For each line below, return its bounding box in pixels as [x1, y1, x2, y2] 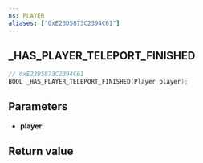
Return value [8, 145, 74, 158]
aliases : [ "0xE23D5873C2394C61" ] [8, 19, 120, 27]
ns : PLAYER [8, 11, 45, 20]
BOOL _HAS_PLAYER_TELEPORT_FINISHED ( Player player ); [8, 78, 189, 86]
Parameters [8, 100, 68, 113]
